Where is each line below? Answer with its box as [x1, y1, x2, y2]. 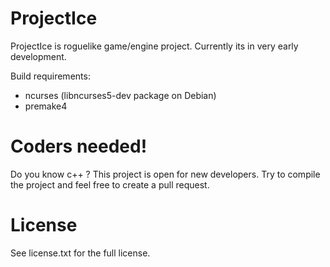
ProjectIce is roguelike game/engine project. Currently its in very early [10, 40, 299, 52]
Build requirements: [10, 70, 91, 82]
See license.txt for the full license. [10, 247, 151, 259]
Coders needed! [10, 135, 148, 158]
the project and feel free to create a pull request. [10, 178, 210, 191]
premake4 [24, 100, 68, 112]
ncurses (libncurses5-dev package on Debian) [24, 89, 217, 101]
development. [10, 50, 67, 62]
